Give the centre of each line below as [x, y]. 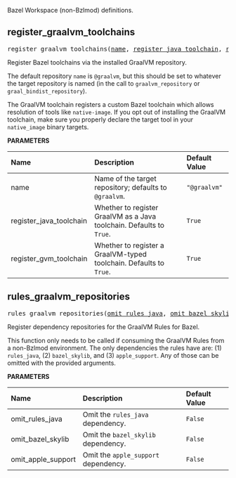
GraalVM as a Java [125, 216]
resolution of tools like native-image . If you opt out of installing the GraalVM [117, 112]
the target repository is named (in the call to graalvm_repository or [104, 83]
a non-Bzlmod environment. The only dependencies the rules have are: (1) [114, 348]
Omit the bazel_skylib [119, 434]
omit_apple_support [43, 459]
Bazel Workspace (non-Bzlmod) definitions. [70, 10]
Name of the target [125, 179]
